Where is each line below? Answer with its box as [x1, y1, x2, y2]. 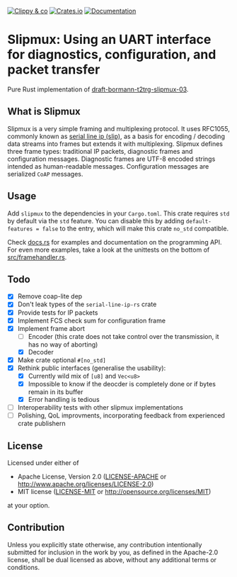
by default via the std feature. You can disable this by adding [7, 216, 185, 225]
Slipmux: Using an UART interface [7, 32, 212, 47]
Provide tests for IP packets [17, 308, 98, 317]
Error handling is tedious [28, 396, 100, 404]
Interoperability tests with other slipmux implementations [17, 403, 184, 412]
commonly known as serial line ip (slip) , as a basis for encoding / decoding [7, 132, 225, 140]
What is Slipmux [7, 106, 81, 118]
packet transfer [7, 62, 100, 78]
